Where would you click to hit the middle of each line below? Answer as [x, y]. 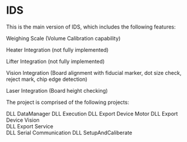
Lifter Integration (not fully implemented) [55, 61]
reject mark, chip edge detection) [47, 79]
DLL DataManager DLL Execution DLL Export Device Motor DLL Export [92, 113]
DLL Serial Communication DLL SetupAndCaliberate [69, 132]
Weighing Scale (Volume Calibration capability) [63, 38]
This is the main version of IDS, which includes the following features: [91, 27]
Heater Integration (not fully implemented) [57, 50]
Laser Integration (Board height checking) [57, 90]
